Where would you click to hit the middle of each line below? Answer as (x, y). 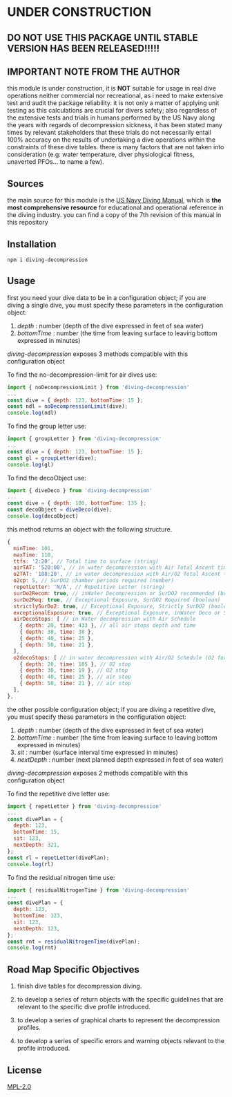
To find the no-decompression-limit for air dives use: (82, 375)
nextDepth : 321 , (37, 845)
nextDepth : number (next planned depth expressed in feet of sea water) (120, 759)
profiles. (29, 1028)
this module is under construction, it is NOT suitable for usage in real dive (112, 88)
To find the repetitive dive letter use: (59, 794)
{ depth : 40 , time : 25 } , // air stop (75, 677)
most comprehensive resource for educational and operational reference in (116, 207)
